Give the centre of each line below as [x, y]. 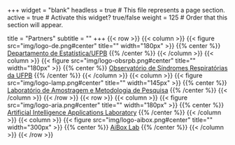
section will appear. [35, 25]
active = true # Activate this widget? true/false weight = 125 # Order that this [117, 17]
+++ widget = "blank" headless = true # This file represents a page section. [116, 10]
